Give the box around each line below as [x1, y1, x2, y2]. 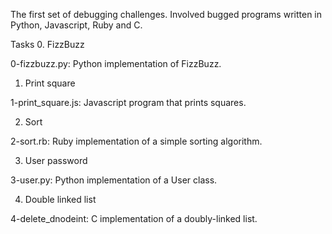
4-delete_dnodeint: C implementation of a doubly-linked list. [10, 213, 258, 224]
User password [24, 155, 88, 166]
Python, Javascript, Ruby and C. [10, 19, 143, 31]
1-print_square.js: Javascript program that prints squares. [10, 97, 247, 108]
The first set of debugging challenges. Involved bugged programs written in [10, 9, 323, 20]
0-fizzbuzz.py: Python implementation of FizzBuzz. [10, 58, 222, 69]
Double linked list [24, 194, 97, 205]
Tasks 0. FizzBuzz [10, 39, 85, 50]
